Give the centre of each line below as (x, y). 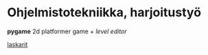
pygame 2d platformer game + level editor (67, 31)
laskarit (18, 44)
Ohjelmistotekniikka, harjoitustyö (104, 13)
